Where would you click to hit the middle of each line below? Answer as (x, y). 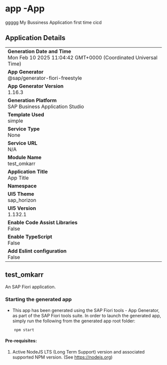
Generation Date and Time (40, 51)
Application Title (28, 172)
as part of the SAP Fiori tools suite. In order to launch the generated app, (87, 315)
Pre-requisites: (21, 341)
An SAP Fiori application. (31, 287)
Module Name (25, 157)
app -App (25, 9)
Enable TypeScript (30, 237)
